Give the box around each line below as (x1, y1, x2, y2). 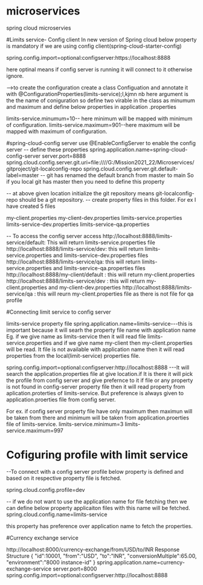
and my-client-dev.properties (48, 283, 121, 291)
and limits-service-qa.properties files (53, 264, 146, 271)
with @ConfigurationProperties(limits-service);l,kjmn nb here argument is (6, 90, 188, 97)
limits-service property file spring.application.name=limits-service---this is (6, 320, 193, 327)
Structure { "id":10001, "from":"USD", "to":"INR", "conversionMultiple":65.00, (6, 552, 197, 560)
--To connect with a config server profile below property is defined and (6, 468, 184, 475)
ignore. (6, 72, 24, 79)
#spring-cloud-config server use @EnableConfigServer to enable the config (6, 139, 196, 146)
